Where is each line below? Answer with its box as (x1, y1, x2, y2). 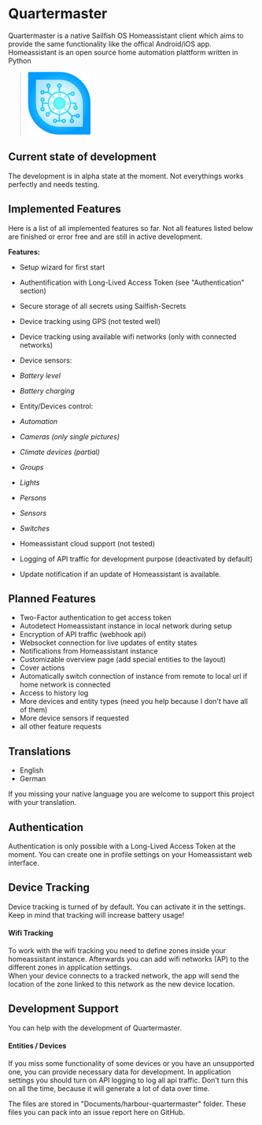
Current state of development (8, 151, 157, 164)
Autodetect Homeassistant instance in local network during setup (19, 621, 232, 631)
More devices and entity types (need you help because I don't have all (19, 697, 248, 706)
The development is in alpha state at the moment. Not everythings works (8, 171, 244, 181)
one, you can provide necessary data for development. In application (8, 1067, 231, 1077)
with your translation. (8, 798, 77, 807)
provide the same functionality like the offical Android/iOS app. (8, 39, 212, 48)
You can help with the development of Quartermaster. (8, 1023, 183, 1033)
